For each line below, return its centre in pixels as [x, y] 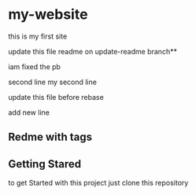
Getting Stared [44, 164]
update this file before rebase [56, 97]
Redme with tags [50, 137]
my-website [48, 15]
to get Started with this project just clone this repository [98, 183]
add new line [29, 112]
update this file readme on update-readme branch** [92, 51]
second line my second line [52, 82]
